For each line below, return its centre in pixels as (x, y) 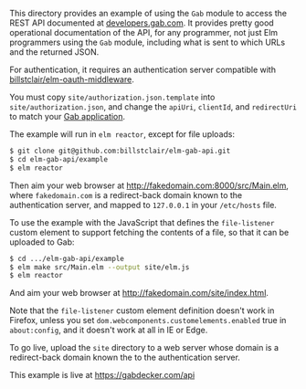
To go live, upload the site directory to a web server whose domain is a (144, 348)
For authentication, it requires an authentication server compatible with (143, 69)
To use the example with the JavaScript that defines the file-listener (142, 222)
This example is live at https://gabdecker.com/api (102, 375)
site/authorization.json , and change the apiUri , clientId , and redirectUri (153, 107)
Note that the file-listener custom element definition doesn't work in (142, 310)
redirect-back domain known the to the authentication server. (125, 357)
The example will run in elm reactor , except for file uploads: (122, 134)
